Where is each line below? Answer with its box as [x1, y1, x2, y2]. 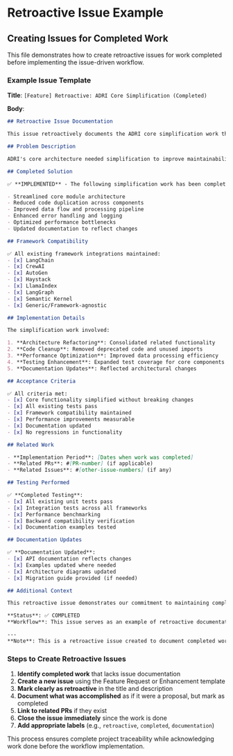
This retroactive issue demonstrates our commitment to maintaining [7, 599, 209, 607]
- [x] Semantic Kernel [7, 295, 73, 302]
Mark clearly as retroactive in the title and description [17, 685, 173, 693]
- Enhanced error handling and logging [7, 213, 123, 220]
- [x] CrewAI [7, 263, 45, 270]
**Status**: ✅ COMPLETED [7, 612, 80, 619]
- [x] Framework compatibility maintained [7, 410, 132, 416]
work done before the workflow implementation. [7, 742, 145, 750]
